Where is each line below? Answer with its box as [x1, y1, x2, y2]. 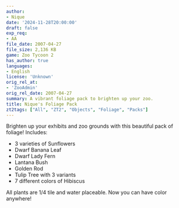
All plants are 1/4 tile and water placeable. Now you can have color [6, 189, 167, 196]
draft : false [6, 25, 38, 31]
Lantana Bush [14, 159, 48, 166]
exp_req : [6, 30, 28, 36]
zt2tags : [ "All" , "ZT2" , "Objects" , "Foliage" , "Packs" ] [6, 107, 148, 112]
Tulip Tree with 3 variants [14, 171, 76, 179]
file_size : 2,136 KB [6, 47, 57, 53]
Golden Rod [14, 165, 43, 172]
